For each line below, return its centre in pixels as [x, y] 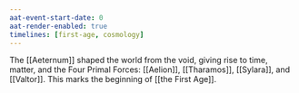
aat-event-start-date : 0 [56, 18]
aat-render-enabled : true [58, 26]
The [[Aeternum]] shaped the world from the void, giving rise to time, [139, 60]
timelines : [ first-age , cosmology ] [77, 34]
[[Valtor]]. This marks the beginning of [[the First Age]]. [113, 79]
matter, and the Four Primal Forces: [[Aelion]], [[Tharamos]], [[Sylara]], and [150, 70]
